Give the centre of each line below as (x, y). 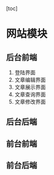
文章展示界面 (30, 87)
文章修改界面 (30, 102)
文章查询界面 (30, 94)
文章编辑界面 (30, 80)
